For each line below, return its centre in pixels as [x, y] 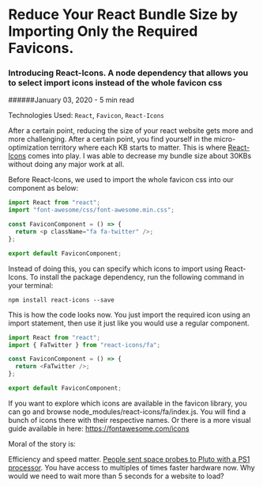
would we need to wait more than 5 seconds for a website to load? [116, 476]
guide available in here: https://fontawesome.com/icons [99, 428]
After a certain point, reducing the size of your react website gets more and [131, 131]
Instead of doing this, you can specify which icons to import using [115, 268]
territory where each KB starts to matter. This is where [138, 147]
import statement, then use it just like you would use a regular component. [129, 323]
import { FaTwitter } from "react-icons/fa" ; [84, 345]
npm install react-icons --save [61, 300]
